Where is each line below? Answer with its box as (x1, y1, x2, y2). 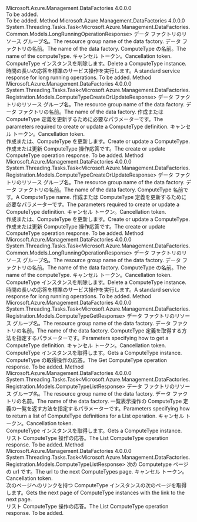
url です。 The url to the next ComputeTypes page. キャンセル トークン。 (12, 468, 188, 475)
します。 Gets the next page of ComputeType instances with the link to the (6, 489, 185, 496)
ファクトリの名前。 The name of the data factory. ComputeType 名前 (17, 186, 183, 193)
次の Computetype (126, 461, 172, 468)
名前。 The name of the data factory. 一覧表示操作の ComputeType (21, 397, 182, 404)
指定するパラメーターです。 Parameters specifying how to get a (16, 335, 169, 341)
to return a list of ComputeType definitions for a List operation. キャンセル (6, 412, 184, 419)
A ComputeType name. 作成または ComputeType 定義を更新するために (15, 194, 187, 200)
